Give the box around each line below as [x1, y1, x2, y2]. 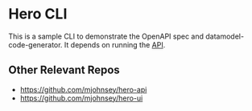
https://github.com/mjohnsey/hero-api [19, 84, 147, 94]
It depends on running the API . [64, 39, 166, 49]
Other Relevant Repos [8, 64, 121, 77]
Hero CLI [8, 5, 68, 23]
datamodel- [204, 31, 244, 41]
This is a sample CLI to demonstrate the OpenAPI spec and [8, 31, 204, 41]
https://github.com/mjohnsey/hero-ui [19, 93, 143, 103]
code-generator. [8, 39, 63, 49]
